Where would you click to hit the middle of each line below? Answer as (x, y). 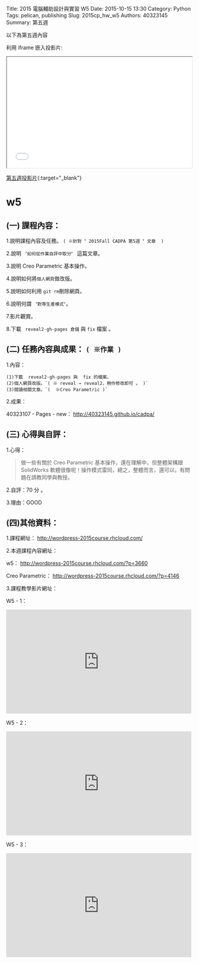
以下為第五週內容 (27, 35)
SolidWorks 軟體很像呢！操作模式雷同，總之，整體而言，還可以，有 (103, 470)
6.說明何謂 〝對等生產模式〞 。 (39, 304)
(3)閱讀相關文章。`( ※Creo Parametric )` (57, 390)
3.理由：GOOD (24, 502)
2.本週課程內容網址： (32, 551)
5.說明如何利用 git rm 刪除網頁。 (46, 291)
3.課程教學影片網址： (32, 589)
